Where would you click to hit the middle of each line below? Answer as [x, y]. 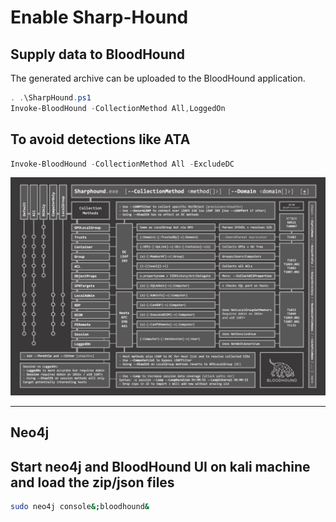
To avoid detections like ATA [100, 139]
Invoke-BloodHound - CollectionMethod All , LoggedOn [118, 108]
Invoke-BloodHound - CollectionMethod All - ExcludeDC [122, 164]
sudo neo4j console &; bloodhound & [80, 507]
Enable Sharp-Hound [99, 17]
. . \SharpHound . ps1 [51, 98]
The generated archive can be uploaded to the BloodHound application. [158, 78]
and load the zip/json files [92, 482]
